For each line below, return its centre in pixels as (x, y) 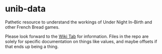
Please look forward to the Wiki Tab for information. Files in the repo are (77, 36)
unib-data (25, 9)
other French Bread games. (32, 27)
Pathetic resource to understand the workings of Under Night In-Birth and (79, 22)
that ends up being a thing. (32, 46)
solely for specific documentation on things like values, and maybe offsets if (81, 41)
